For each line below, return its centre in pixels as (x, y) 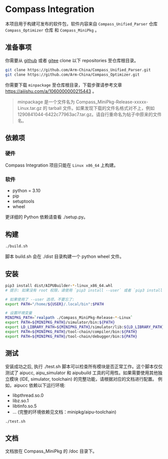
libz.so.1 (20, 400)
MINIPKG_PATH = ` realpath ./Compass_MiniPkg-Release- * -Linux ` (69, 318)
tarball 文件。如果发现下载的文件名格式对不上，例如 (101, 108)
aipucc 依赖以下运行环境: (40, 385)
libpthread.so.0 (28, 395)
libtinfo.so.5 (24, 406)
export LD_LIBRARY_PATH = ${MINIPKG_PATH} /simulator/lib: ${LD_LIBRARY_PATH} (85, 327)
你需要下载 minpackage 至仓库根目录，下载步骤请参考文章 (64, 85)
